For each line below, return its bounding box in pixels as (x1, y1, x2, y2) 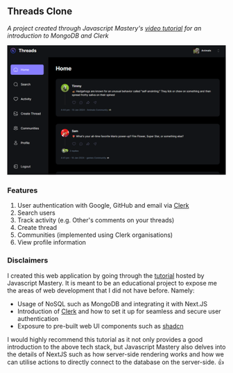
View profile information (17, 238, 87, 247)
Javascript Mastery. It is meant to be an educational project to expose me (7, 279, 217, 287)
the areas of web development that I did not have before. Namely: (7, 286, 196, 295)
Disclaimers (7, 256, 49, 265)
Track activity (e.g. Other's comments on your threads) (17, 216, 175, 224)
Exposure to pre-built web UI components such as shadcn (17, 322, 184, 330)
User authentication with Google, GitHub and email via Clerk (17, 201, 189, 210)
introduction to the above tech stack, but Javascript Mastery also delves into (7, 342, 226, 351)
